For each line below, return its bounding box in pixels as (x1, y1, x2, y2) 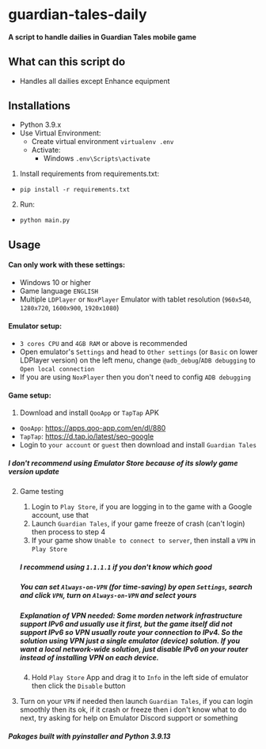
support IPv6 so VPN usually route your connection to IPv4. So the (19, 627, 243, 637)
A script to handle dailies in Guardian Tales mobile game (8, 32, 196, 41)
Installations (8, 99, 71, 112)
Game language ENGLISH (19, 287, 99, 295)
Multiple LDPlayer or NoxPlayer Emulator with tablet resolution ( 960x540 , (19, 295, 252, 304)
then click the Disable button (31, 681, 126, 690)
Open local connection (19, 366, 95, 374)
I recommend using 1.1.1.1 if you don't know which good (19, 562, 212, 572)
